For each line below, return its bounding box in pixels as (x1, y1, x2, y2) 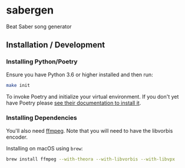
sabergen (6, 4, 54, 17)
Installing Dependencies (6, 114, 78, 122)
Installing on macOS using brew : (6, 145, 83, 152)
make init (6, 82, 31, 88)
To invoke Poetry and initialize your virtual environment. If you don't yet (6, 93, 179, 100)
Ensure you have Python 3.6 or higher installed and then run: (6, 71, 153, 78)
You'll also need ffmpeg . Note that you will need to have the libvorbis (6, 127, 173, 134)
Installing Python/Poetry (6, 58, 78, 66)
